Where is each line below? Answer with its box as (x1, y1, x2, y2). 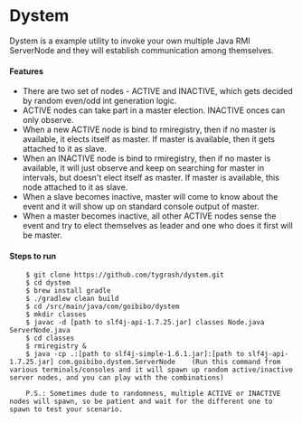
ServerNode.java (9, 326, 71, 335)
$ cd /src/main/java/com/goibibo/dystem (25, 302, 180, 312)
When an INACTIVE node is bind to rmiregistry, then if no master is (22, 153, 271, 164)
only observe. (22, 115, 74, 126)
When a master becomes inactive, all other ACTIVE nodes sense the (22, 211, 277, 221)
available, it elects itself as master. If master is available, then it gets (22, 134, 276, 145)
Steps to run (9, 250, 57, 261)
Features (9, 65, 43, 77)
